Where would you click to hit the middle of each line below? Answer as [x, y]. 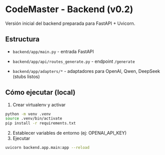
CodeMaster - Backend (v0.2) [69, 9]
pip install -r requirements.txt [41, 123]
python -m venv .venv [28, 114]
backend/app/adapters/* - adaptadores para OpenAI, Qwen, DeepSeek [86, 71]
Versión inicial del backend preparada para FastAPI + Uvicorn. [70, 23]
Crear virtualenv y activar [39, 104]
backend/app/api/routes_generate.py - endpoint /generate [74, 61]
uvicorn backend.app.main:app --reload [47, 148]
